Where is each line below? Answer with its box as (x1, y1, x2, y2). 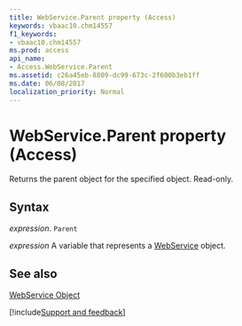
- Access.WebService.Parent (9, 63, 113, 72)
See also (9, 266, 58, 281)
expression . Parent (9, 223, 78, 234)
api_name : (9, 54, 46, 63)
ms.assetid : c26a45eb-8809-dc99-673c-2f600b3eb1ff (9, 71, 200, 80)
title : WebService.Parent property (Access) (9, 12, 176, 22)
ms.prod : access (9, 46, 69, 55)
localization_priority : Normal (9, 87, 125, 96)
